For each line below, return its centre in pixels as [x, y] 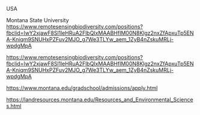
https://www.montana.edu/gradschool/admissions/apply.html [82, 88]
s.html [14, 106]
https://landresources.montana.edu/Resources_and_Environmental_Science [100, 99]
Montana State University [38, 20]
